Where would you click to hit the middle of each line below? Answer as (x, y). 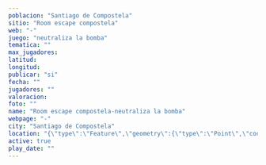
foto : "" (23, 104)
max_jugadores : (33, 52)
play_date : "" (32, 148)
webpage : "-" (30, 119)
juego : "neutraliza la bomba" (58, 38)
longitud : (25, 67)
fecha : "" (25, 82)
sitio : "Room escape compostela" (63, 23)
